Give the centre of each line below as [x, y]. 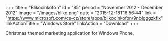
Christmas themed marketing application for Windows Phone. [70, 33]
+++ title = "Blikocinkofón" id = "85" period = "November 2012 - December [84, 7]
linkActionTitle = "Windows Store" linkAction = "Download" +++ [72, 23]
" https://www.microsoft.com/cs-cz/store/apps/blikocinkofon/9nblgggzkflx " [84, 18]
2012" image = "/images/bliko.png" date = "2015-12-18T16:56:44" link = [81, 13]
